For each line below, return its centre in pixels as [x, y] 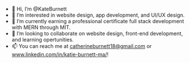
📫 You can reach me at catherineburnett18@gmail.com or [82, 46]
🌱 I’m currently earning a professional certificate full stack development [98, 21]
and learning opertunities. [43, 40]
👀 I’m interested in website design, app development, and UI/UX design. [98, 15]
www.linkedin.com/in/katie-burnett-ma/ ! [60, 54]
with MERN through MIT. [41, 27]
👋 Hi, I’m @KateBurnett [39, 9]
